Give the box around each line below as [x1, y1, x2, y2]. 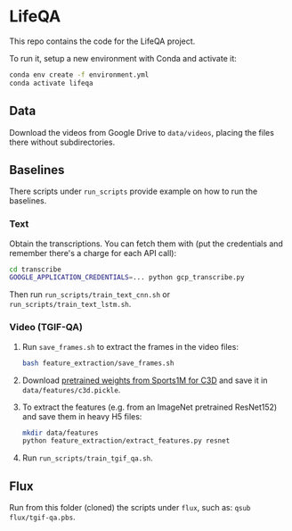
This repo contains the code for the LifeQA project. [9, 36, 196, 46]
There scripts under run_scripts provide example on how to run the [9, 186, 258, 197]
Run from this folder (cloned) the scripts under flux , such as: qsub [9, 502, 251, 513]
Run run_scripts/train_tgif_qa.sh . [21, 452, 153, 463]
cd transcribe [9, 265, 62, 274]
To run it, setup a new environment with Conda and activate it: [9, 53, 238, 63]
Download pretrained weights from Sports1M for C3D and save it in [21, 375, 268, 386]
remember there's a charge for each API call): [9, 247, 176, 258]
